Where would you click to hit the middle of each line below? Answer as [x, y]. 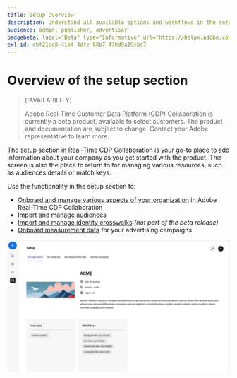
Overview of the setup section [98, 81]
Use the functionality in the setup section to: [72, 187]
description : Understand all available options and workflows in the [112, 22]
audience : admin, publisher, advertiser [68, 30]
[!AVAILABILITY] [48, 100]
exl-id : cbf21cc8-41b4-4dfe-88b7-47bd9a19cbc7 [77, 45]
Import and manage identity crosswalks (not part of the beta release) [118, 223]
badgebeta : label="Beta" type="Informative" [74, 37]
